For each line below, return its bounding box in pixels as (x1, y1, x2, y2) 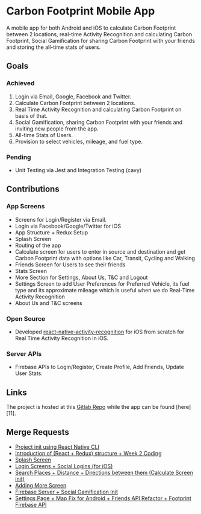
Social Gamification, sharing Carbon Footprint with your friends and (14, 118, 183, 126)
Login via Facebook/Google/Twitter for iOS (14, 222, 122, 230)
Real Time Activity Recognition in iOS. (14, 334, 109, 342)
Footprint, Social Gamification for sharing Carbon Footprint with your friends (6, 37, 196, 44)
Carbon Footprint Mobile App (6, 4, 155, 18)
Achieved (6, 79, 35, 88)
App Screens (6, 202, 45, 211)
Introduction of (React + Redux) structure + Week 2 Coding (14, 449, 162, 457)
